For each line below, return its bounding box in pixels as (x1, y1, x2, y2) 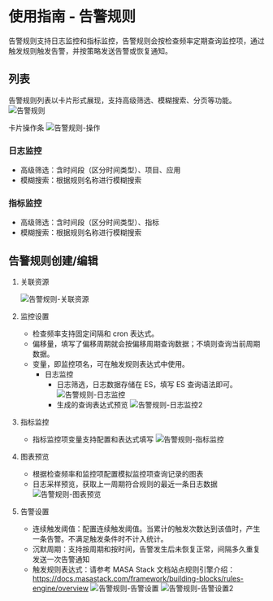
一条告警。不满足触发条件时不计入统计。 (32, 534, 168, 544)
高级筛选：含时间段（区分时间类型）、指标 (19, 217, 160, 228)
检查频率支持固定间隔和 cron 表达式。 (32, 329, 159, 338)
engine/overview (32, 583, 89, 594)
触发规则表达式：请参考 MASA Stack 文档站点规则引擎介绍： (32, 564, 236, 574)
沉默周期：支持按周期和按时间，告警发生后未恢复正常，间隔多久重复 (32, 544, 261, 554)
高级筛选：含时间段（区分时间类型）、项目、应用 (19, 165, 181, 175)
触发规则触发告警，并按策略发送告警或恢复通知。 (8, 46, 172, 55)
